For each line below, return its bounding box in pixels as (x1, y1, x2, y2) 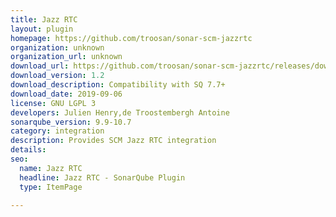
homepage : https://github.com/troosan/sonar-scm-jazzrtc (10, 33, 253, 43)
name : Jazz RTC (19, 163, 83, 173)
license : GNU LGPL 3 (10, 98, 97, 108)
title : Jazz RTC (10, 14, 78, 25)
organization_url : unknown (10, 52, 123, 62)
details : (10, 145, 47, 155)
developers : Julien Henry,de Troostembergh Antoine (10, 107, 230, 118)
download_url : (10, 61, 70, 71)
